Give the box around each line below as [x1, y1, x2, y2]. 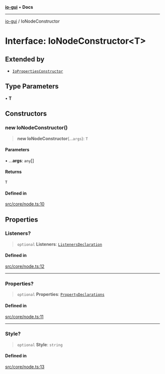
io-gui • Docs [5, 4, 33, 10]
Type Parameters [5, 82, 59, 90]
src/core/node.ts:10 [5, 201, 45, 207]
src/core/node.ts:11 [5, 314, 44, 319]
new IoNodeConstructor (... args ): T [17, 135, 88, 142]
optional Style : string [17, 342, 63, 347]
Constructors [5, 110, 47, 118]
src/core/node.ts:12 [5, 263, 45, 269]
